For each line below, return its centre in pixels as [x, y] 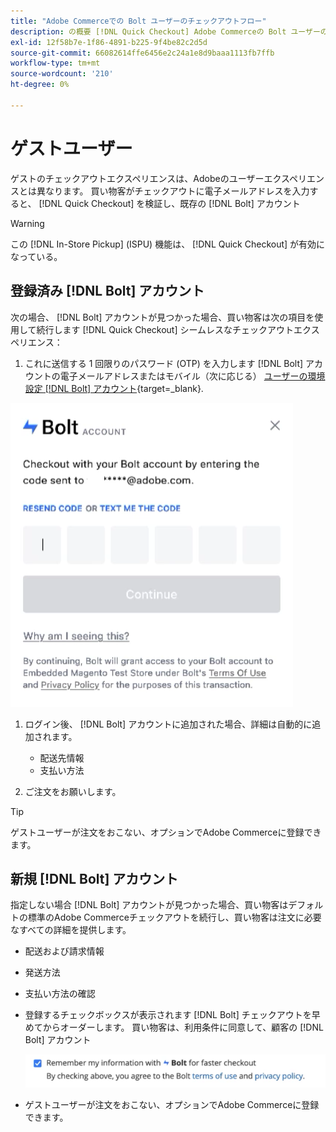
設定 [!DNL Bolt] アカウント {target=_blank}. [114, 388]
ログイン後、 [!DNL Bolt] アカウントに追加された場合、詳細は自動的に [168, 724]
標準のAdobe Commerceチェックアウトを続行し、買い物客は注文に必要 [174, 917]
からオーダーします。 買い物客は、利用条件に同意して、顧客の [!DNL [183, 1027]
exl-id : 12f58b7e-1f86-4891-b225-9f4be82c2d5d [109, 42]
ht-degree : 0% [40, 85]
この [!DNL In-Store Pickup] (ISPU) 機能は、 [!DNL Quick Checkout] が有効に [168, 244]
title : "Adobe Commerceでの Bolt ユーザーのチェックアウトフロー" [138, 21]
